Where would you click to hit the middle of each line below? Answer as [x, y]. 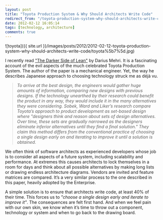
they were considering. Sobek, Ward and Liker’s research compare [84, 106]
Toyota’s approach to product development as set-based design [81, 111]
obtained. [26, 142]
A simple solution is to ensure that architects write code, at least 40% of [77, 192]
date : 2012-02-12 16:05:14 [32, 23]
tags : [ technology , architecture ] [40, 28]
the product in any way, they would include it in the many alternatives [87, 101]
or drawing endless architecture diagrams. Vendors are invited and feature [79, 172]
